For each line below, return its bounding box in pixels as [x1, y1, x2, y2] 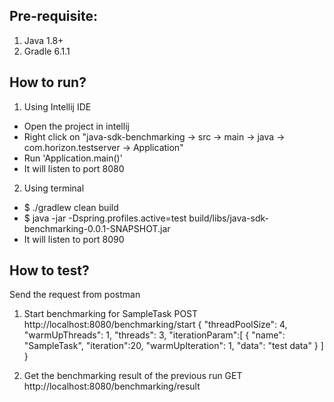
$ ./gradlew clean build [23, 201, 119, 213]
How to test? [9, 262, 90, 279]
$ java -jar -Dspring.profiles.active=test [23, 212, 187, 224]
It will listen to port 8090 [23, 233, 125, 245]
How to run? [9, 74, 87, 91]
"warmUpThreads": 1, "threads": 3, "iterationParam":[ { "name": [23, 329, 286, 341]
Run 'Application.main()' [23, 152, 123, 164]
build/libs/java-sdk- [188, 212, 270, 224]
